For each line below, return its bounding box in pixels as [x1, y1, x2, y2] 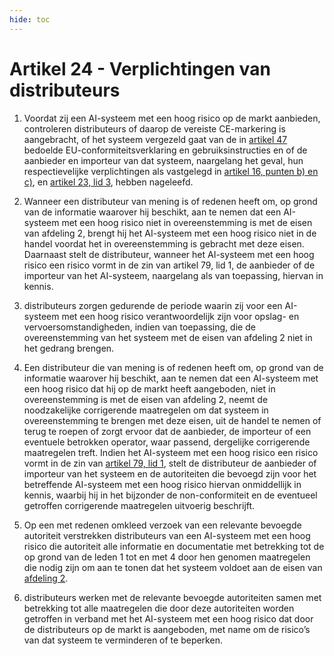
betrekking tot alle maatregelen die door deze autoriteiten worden [23, 602, 295, 614]
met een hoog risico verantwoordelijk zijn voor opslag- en [61, 310, 300, 322]
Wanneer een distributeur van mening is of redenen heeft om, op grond [23, 195, 318, 207]
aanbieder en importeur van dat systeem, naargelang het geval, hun [23, 154, 304, 166]
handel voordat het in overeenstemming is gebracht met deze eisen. [23, 237, 305, 250]
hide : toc [9, 14, 51, 25]
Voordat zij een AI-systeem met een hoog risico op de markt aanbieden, [23, 112, 321, 124]
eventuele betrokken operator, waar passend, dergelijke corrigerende [23, 436, 311, 448]
